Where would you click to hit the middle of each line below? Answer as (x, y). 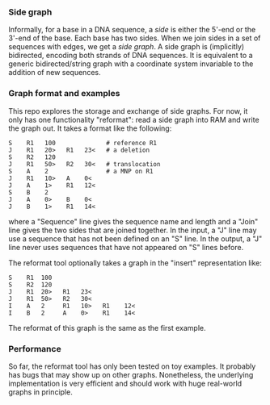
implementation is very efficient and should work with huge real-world (125, 383)
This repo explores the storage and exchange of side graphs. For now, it (128, 111)
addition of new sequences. (55, 73)
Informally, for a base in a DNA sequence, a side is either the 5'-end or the (132, 30)
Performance (35, 349)
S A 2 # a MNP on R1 (81, 171)
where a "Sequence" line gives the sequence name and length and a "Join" (133, 221)
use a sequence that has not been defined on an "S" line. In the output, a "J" (135, 238)
